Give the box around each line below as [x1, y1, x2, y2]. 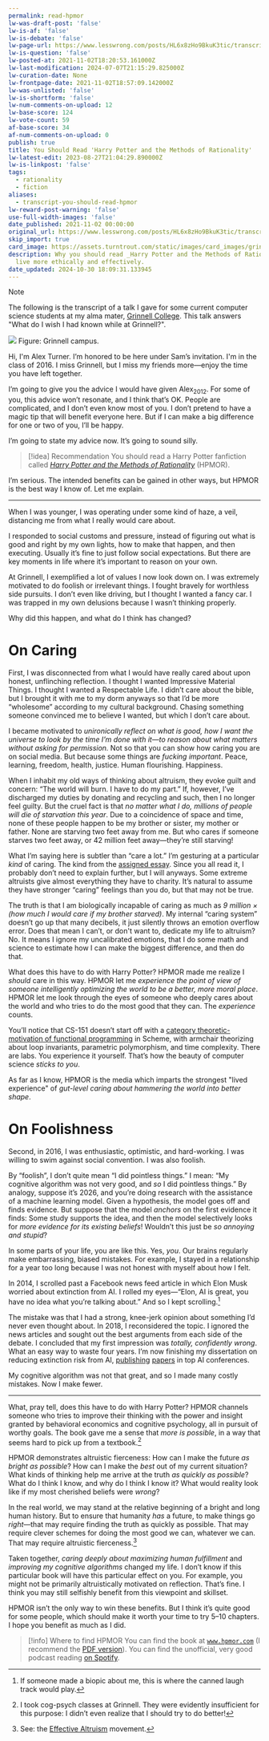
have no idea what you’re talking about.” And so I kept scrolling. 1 [8, 1296, 221, 1306]
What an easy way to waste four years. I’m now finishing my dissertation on [8, 1346, 258, 1356]
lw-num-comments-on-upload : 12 [8, 101, 113, 109]
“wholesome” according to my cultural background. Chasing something [8, 702, 244, 712]
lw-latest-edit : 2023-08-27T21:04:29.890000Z [8, 153, 163, 161]
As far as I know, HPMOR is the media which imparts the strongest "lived [8, 1075, 248, 1085]
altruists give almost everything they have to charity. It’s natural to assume [8, 877, 253, 886]
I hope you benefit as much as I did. [8, 1621, 126, 1630]
